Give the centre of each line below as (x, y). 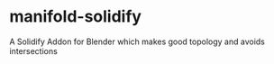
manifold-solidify (76, 17)
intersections (34, 50)
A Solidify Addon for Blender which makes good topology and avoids (137, 41)
